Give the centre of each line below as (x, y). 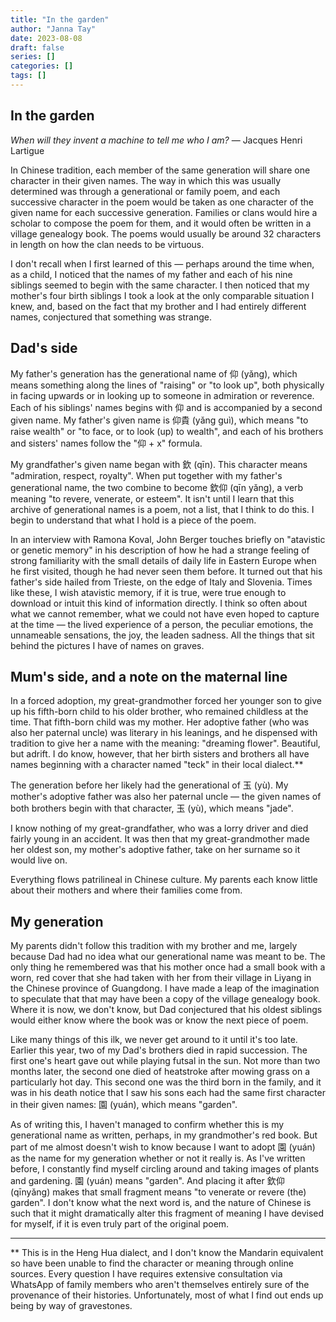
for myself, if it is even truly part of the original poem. (120, 1224)
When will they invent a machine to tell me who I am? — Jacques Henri (156, 140)
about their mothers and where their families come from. (126, 890)
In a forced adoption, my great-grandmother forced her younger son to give (166, 701)
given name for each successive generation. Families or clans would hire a (164, 212)
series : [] (33, 57)
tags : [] (28, 76)
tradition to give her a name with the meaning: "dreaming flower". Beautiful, (165, 743)
